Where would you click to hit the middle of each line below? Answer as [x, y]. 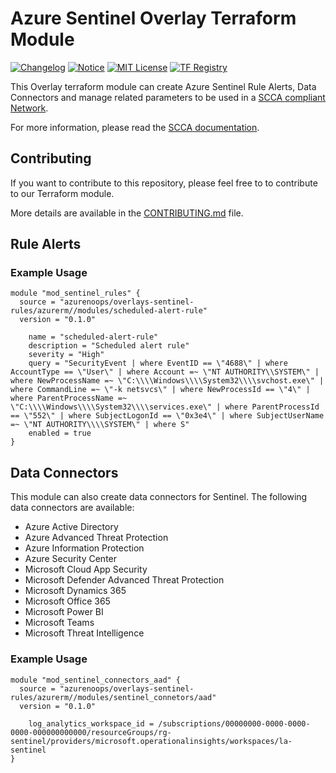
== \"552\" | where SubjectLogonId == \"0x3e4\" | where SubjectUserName [167, 416]
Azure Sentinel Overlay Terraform [153, 18]
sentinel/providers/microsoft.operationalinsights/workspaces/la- [151, 741]
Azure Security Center [71, 559]
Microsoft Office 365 [67, 601]
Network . [29, 108]
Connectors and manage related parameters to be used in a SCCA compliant [168, 97]
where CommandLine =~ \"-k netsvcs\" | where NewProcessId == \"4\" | [160, 390]
